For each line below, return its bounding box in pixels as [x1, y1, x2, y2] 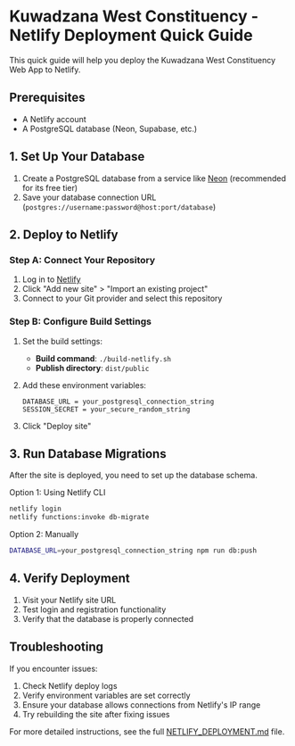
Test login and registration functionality [21, 604, 167, 615]
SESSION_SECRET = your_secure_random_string [21, 404, 191, 414]
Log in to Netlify [21, 274, 82, 285]
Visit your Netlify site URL [21, 594, 117, 605]
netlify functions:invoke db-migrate [9, 513, 150, 522]
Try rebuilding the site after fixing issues [21, 709, 170, 719]
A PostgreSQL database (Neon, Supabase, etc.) [21, 123, 198, 134]
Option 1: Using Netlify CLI [9, 487, 106, 498]
